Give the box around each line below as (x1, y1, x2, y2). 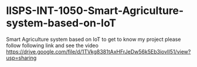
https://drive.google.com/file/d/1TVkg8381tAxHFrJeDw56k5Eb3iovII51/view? (6, 48, 191, 55)
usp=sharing (6, 54, 37, 61)
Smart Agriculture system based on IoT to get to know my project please (6, 36, 181, 43)
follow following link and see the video (6, 42, 98, 49)
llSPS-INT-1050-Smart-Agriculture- (6, 4, 184, 17)
